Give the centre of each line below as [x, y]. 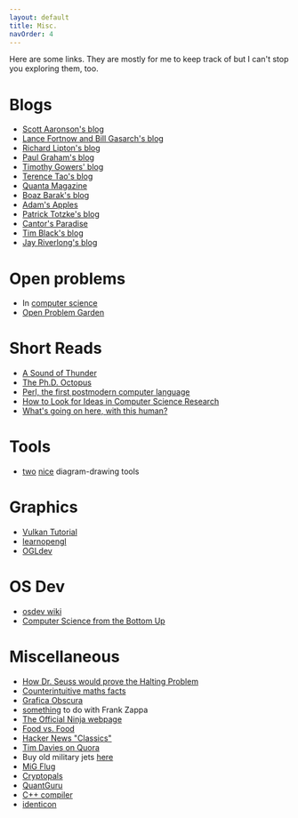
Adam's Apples [50, 204]
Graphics [44, 507]
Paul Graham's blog [58, 157]
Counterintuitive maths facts [74, 691]
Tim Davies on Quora [61, 747]
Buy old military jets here [68, 757]
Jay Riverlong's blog [60, 243]
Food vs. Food [48, 728]
